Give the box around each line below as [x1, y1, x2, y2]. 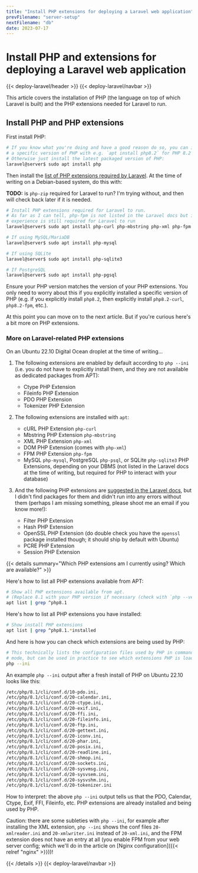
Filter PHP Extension [23, 517, 74, 524]
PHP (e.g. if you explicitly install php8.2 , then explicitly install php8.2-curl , [6, 296, 184, 303]
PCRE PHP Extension [23, 542, 75, 549]
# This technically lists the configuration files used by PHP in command [6, 650, 194, 655]
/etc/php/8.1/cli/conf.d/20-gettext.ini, [6, 728, 110, 734]
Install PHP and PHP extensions [6, 118, 124, 128]
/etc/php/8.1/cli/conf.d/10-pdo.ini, [6, 689, 99, 695]
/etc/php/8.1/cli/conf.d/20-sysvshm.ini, [6, 777, 110, 783]
